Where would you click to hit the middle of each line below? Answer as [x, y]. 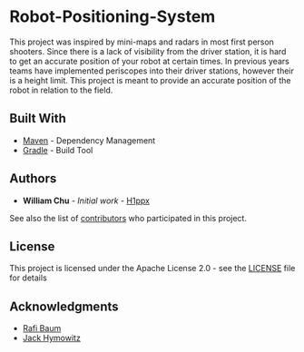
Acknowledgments [64, 306]
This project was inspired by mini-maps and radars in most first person [142, 42]
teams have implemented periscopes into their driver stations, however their [152, 71]
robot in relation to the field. [61, 90]
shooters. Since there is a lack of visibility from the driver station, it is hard [148, 51]
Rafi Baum [42, 328]
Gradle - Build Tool [58, 150]
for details [28, 278]
